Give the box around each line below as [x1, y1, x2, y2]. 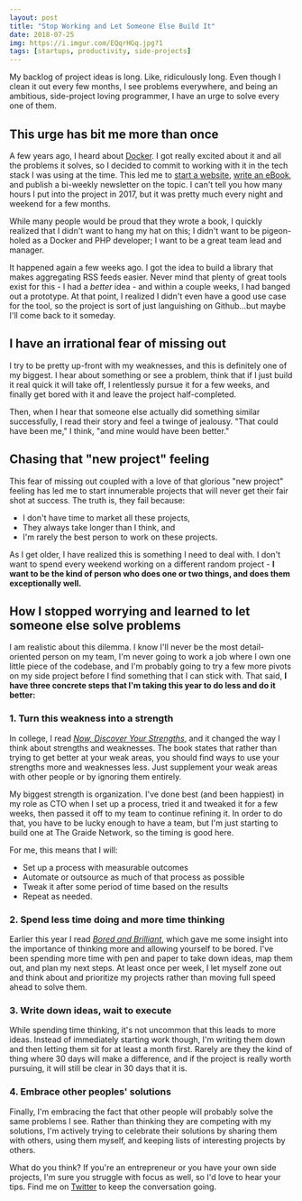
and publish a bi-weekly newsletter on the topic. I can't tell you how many [9, 179, 283, 189]
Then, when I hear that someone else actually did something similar [9, 406, 261, 417]
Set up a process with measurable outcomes [22, 862, 189, 873]
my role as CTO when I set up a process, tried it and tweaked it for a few [9, 798, 278, 808]
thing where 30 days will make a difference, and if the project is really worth [9, 1053, 291, 1065]
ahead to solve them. [9, 981, 87, 993]
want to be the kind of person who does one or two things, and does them [9, 568, 291, 578]
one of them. [9, 100, 57, 111]
